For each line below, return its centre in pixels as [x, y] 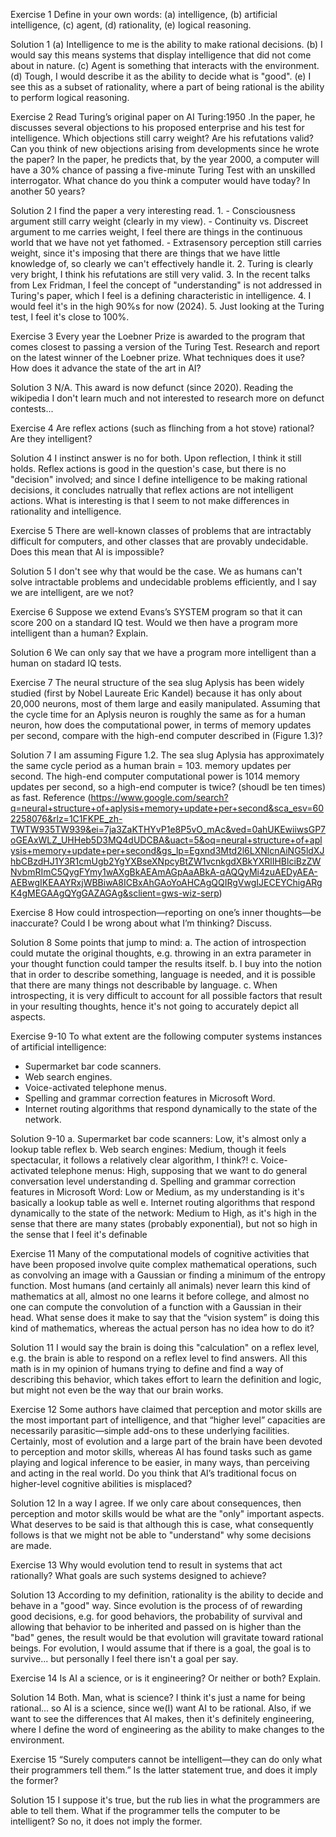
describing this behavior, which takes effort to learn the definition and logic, [166, 1379]
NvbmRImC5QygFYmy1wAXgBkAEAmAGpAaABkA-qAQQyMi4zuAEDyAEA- [164, 872]
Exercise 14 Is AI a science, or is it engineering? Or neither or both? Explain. [166, 1678]
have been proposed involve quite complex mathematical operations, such [163, 1264]
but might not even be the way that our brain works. [117, 1390]
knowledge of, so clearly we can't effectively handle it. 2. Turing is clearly [162, 263]
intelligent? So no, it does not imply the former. [106, 1821]
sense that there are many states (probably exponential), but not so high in [164, 1223]
